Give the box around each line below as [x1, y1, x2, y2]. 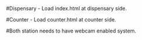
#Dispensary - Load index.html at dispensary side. [6, 5, 127, 12]
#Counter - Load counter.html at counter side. [6, 16, 116, 23]
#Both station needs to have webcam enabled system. [6, 27, 137, 34]
